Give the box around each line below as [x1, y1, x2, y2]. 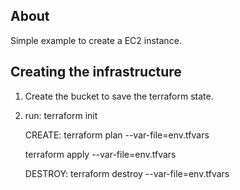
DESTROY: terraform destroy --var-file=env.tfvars [24, 167, 230, 179]
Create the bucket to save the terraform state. [24, 90, 214, 102]
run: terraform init [24, 109, 98, 121]
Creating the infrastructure [10, 64, 182, 81]
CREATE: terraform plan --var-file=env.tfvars [24, 129, 210, 141]
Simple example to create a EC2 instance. [10, 34, 182, 46]
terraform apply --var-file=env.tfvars [24, 148, 177, 160]
